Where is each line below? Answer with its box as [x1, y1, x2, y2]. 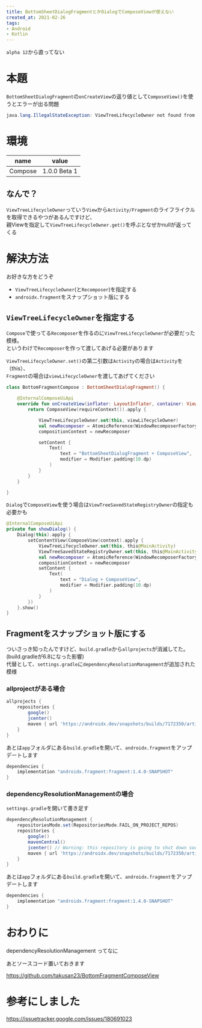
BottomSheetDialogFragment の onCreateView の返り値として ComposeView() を [6, 93, 188, 100]
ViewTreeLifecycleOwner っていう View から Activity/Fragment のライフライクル [6, 206, 195, 213]
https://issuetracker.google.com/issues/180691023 [6, 1015, 132, 1022]
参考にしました [6, 995, 81, 1009]
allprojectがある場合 [6, 684, 66, 693]
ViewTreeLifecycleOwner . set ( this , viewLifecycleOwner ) [38, 417, 179, 423]
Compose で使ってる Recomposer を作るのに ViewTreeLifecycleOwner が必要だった [6, 329, 195, 337]
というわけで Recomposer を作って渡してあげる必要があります [6, 344, 155, 352]
